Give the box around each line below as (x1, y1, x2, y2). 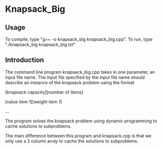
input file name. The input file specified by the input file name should (5, 74, 145, 80)
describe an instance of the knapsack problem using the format (5, 79, 134, 85)
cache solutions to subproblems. (5, 123, 72, 129)
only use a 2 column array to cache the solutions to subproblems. (5, 138, 138, 144)
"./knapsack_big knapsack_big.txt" (5, 42, 76, 48)
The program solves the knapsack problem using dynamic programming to (5, 118, 157, 124)
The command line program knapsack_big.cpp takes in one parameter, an (5, 69, 155, 75)
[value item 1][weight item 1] (5, 99, 62, 104)
